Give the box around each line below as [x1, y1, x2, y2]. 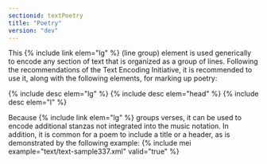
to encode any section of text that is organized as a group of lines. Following [8, 57, 258, 66]
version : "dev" [8, 26, 59, 34]
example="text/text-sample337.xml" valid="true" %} [8, 146, 180, 156]
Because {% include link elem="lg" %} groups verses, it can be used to [8, 113, 242, 123]
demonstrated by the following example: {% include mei [8, 139, 192, 148]
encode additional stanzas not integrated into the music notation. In [8, 121, 229, 131]
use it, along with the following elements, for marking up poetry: [8, 73, 218, 84]
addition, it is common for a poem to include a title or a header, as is [8, 130, 230, 139]
